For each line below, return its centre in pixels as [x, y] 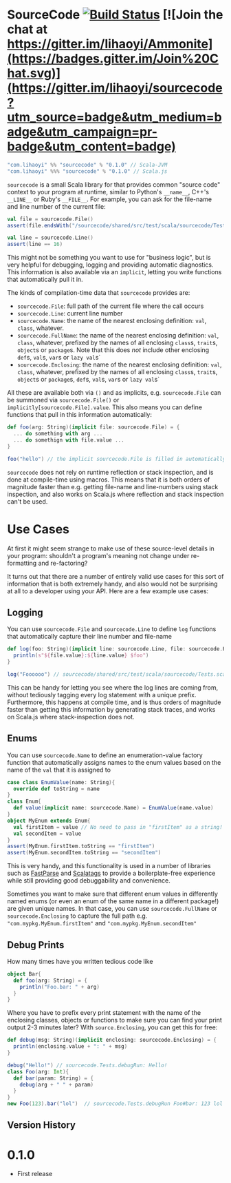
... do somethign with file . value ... [69, 440]
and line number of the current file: [56, 206]
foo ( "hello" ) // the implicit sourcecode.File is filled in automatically [117, 459]
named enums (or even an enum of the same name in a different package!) [113, 901]
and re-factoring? [63, 563]
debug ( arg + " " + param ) [57, 1084]
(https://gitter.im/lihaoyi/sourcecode [115, 88]
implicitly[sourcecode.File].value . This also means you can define [105, 407]
